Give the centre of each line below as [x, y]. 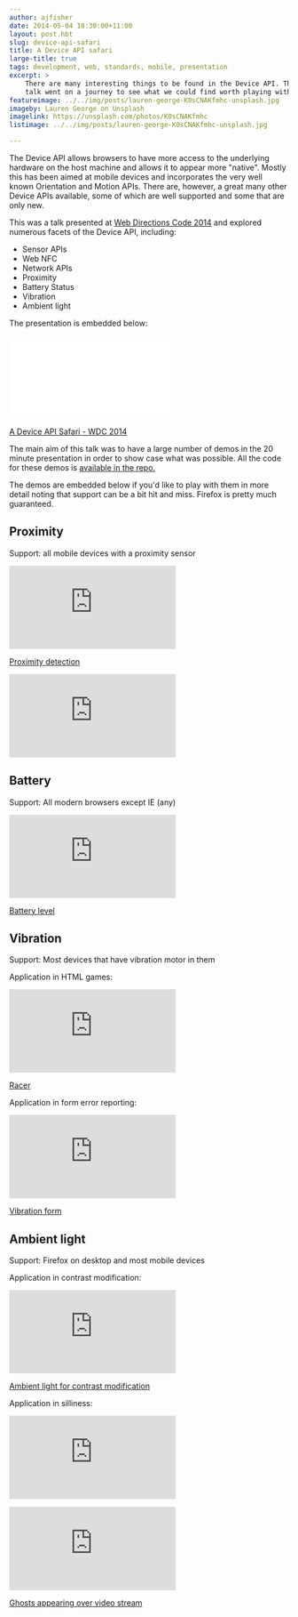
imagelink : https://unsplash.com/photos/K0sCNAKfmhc [109, 117]
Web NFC [39, 258]
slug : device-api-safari [55, 42]
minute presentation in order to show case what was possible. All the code [145, 458]
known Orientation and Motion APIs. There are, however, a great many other [148, 186]
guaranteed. [31, 504]
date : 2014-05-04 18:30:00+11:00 [71, 26]
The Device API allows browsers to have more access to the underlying [140, 158]
